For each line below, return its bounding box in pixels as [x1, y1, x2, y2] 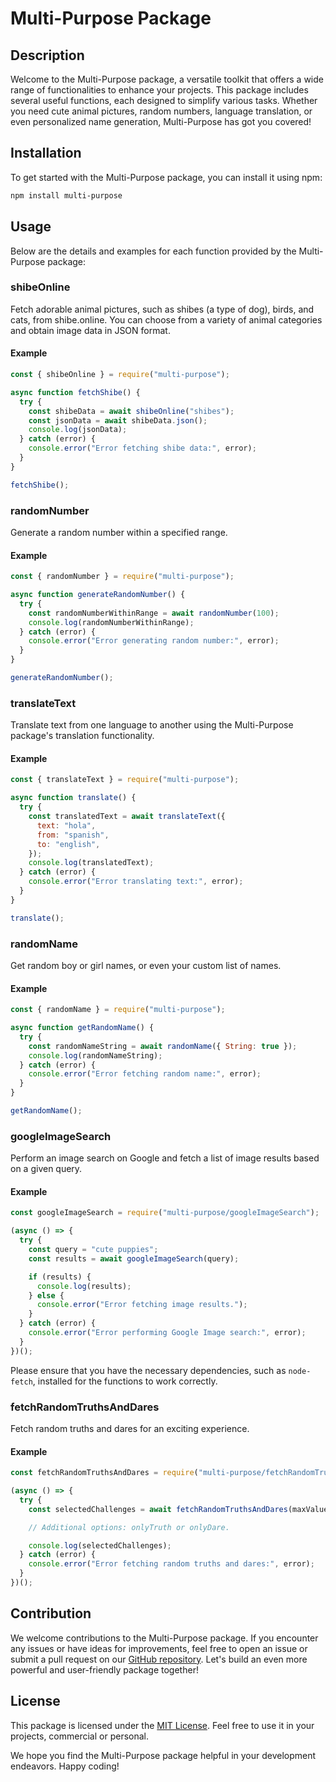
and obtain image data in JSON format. [10, 324, 171, 336]
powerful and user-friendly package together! [10, 1663, 199, 1676]
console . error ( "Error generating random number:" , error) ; [28, 636, 280, 646]
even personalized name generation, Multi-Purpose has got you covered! [10, 116, 312, 127]
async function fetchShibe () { [10, 387, 141, 397]
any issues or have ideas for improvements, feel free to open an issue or [10, 1642, 308, 1654]
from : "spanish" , [36, 830, 110, 840]
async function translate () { [10, 793, 137, 803]
